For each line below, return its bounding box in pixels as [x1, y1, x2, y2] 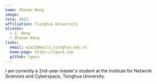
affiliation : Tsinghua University [5, 21, 78, 27]
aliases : [5, 26, 24, 31]
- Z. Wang [10, 31, 30, 36]
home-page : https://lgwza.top [10, 49, 73, 54]
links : [5, 40, 19, 45]
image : [5, 12, 19, 17]
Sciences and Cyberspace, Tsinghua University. [5, 73, 105, 79]
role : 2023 [5, 17, 28, 22]
